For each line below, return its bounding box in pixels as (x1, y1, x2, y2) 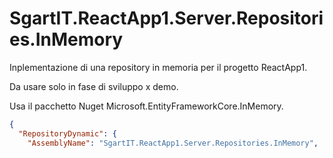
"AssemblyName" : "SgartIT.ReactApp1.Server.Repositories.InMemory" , (27, 138, 319, 148)
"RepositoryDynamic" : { (18, 128, 117, 139)
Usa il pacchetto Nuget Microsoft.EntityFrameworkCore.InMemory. (9, 100, 284, 112)
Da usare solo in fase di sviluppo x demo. (9, 80, 179, 92)
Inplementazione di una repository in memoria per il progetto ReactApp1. (9, 61, 308, 73)
